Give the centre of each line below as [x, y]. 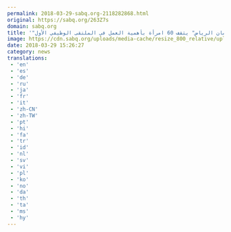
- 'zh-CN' [24, 109]
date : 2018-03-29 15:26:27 [46, 45]
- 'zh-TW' [24, 115]
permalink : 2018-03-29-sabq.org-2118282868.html [78, 13]
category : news [29, 52]
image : [16, 39]
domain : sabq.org [32, 26]
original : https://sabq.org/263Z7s [58, 20]
